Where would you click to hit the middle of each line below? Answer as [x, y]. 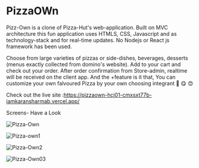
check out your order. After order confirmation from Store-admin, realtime [97, 70]
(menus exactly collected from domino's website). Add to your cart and [94, 64]
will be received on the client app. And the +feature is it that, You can [91, 77]
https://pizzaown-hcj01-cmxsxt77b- [108, 95]
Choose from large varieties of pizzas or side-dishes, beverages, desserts [97, 58]
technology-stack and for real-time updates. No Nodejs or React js [88, 40]
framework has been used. [39, 46]
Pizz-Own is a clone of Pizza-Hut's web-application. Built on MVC [87, 27]
